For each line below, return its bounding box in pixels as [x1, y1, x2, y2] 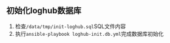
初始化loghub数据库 [6, 5, 82, 16]
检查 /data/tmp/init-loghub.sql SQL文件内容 [15, 23, 126, 30]
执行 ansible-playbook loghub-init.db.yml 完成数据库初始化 [15, 30, 164, 37]
